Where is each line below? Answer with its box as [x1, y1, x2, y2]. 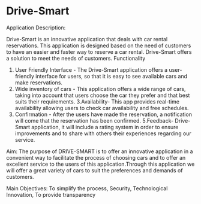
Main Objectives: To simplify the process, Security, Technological [6, 184, 168, 192]
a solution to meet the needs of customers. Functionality [6, 54, 146, 62]
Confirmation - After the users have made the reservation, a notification [14, 111, 192, 118]
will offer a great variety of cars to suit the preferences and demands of [6, 166, 183, 174]
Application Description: [6, 24, 66, 31]
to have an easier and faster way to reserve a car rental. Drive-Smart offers [6, 48, 192, 55]
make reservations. [14, 79, 63, 86]
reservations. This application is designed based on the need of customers [6, 42, 191, 49]
